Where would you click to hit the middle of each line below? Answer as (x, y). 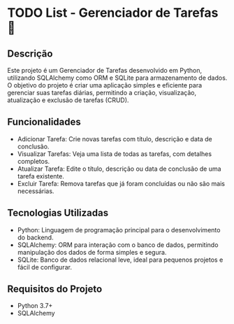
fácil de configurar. (44, 267)
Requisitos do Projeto (55, 289)
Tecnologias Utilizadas (58, 213)
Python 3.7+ (35, 306)
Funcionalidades (44, 122)
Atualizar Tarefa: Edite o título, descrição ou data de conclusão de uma (119, 169)
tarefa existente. (41, 176)
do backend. (35, 237)
